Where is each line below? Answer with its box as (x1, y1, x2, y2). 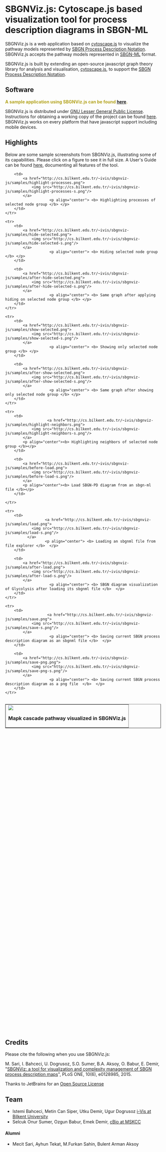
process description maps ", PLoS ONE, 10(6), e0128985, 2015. (5, 1072, 132, 1077)
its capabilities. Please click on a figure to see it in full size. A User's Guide (5, 157, 157, 162)
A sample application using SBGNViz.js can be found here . (5, 99, 128, 105)
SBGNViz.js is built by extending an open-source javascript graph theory (5, 61, 153, 67)
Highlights (5, 138, 38, 147)
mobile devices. (5, 124, 38, 130)
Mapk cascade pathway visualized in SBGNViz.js (8, 715, 126, 721)
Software (5, 85, 34, 94)
